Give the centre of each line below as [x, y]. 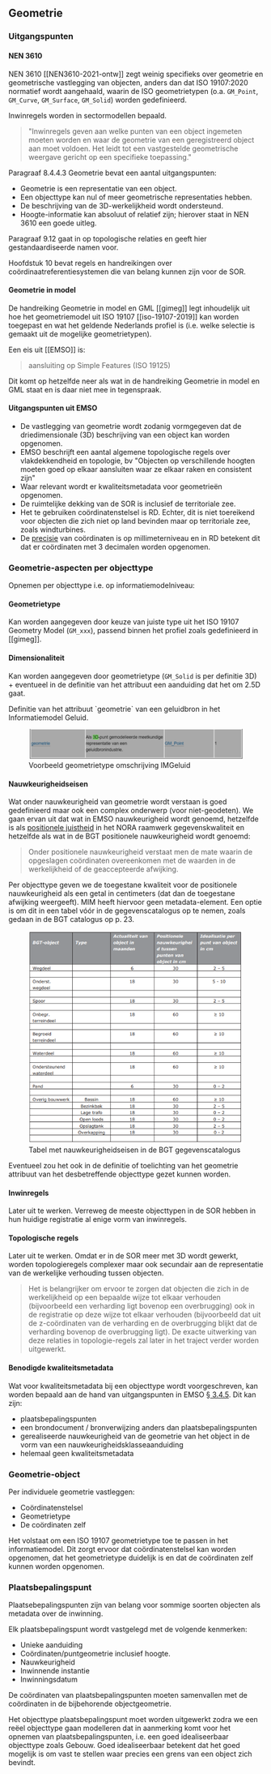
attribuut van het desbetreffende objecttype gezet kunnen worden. [120, 1174]
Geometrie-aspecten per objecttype [81, 568]
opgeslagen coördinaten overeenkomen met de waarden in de [132, 861]
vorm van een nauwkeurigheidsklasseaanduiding [102, 1444]
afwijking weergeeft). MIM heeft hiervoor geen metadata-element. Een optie [135, 902]
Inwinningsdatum [49, 1680]
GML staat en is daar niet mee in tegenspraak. [85, 389]
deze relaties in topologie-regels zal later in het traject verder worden [144, 1340]
